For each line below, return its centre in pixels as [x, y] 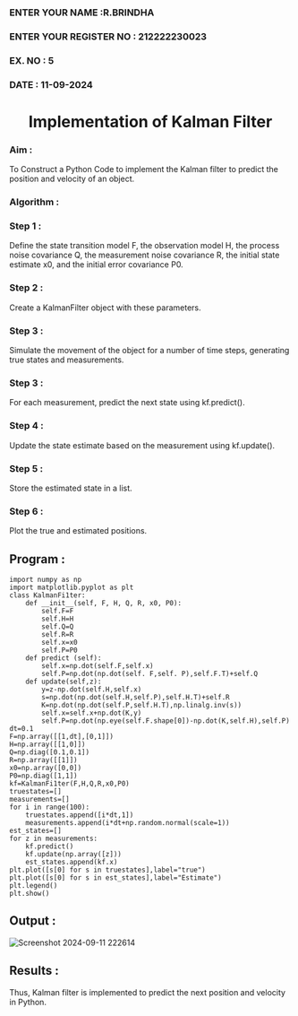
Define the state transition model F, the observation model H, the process [145, 246]
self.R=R [58, 634]
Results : [34, 971]
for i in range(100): [50, 807]
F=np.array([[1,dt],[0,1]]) [62, 736]
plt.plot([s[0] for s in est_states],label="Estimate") [115, 877]
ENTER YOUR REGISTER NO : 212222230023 [108, 36]
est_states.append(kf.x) [72, 862]
